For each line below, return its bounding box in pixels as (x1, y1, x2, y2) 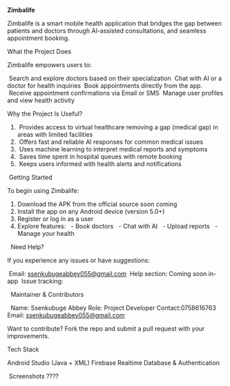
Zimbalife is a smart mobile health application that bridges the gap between (7, 19, 222, 27)
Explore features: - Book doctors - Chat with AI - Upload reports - (17, 222, 218, 230)
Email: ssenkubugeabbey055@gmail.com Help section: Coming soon (8, 270, 207, 277)
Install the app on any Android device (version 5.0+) (17, 208, 165, 215)
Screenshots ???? (8, 372, 59, 380)
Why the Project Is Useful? (7, 110, 83, 118)
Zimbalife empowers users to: (7, 61, 92, 68)
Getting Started (8, 173, 53, 181)
